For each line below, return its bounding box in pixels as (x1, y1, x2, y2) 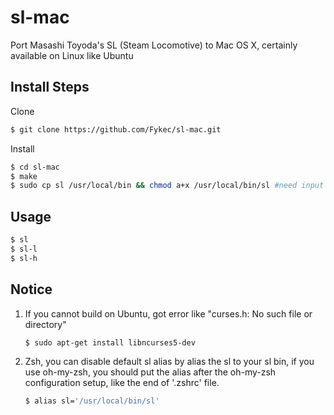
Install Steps (10, 79, 90, 96)
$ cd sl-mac (10, 162, 60, 172)
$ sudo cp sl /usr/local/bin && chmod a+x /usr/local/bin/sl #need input (10, 181, 325, 191)
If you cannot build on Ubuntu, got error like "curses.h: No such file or (24, 307, 313, 320)
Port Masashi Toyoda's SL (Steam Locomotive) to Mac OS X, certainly (10, 39, 298, 51)
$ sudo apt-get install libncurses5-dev (24, 337, 196, 348)
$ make (10, 171, 38, 181)
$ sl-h (10, 253, 38, 263)
